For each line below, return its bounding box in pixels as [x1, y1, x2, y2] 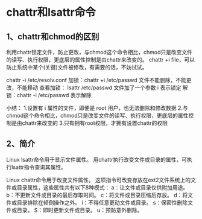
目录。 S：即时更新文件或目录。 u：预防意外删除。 [16, 206, 143, 214]
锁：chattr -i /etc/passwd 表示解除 [6, 92, 92, 98]
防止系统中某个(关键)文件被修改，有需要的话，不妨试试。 [6, 64, 148, 71]
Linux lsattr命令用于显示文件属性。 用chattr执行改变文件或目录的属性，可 [6, 156, 188, 163]
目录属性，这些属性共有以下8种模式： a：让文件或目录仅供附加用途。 [16, 183, 189, 191]
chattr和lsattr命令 [6, 5, 96, 19]
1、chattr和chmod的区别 [6, 31, 99, 42]
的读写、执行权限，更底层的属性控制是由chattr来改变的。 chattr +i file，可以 [6, 56, 195, 63]
